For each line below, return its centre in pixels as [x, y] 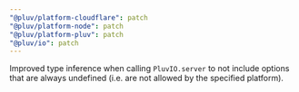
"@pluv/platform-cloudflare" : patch [79, 18]
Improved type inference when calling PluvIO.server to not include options [149, 69]
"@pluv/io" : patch [44, 43]
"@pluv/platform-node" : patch [67, 26]
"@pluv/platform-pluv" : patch [67, 34]
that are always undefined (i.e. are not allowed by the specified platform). [147, 78]
